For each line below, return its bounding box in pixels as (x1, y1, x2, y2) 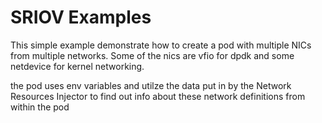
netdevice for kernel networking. (10, 60, 145, 72)
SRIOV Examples (10, 6, 152, 29)
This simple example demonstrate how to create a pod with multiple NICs (10, 39, 312, 51)
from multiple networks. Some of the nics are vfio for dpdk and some (10, 49, 295, 61)
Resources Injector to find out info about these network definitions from (10, 90, 306, 102)
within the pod (10, 101, 70, 113)
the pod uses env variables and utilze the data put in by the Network (10, 79, 292, 91)
